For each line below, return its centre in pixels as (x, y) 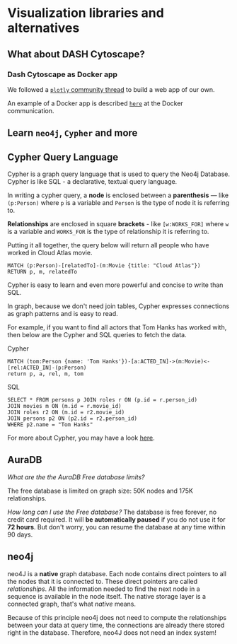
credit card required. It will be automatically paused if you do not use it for (116, 519)
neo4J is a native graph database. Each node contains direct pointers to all (117, 573)
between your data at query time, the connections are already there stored (116, 625)
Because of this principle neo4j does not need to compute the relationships (117, 617)
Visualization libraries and (86, 13)
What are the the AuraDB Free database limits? (76, 477)
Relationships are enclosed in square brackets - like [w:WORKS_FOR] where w (118, 224)
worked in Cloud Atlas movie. (50, 253)
